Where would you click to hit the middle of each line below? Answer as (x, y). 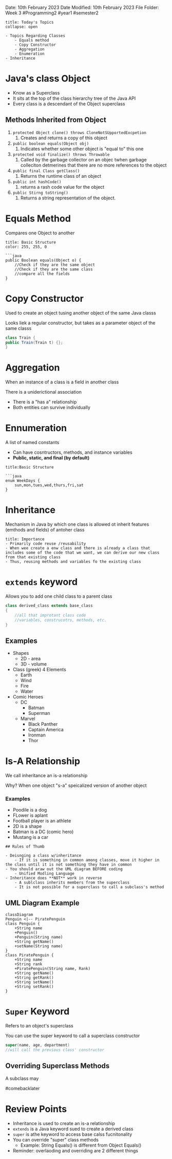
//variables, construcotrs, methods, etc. (61, 620)
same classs (18, 328)
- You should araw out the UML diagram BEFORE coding (64, 869)
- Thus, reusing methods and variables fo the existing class (73, 562)
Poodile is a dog (30, 810)
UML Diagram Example (42, 903)
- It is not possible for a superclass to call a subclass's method (89, 887)
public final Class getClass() (46, 171)
